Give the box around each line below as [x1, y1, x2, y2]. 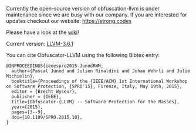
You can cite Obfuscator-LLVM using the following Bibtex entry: [6, 52, 160, 58]
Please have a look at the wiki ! [6, 29, 79, 36]
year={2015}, [11, 104, 43, 110]
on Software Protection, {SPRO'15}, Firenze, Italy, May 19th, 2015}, [6, 83, 183, 89]
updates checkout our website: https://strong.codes [6, 18, 132, 24]
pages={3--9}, [11, 109, 46, 115]
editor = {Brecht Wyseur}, [11, 89, 77, 95]
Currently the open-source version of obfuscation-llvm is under [6, 5, 160, 12]
